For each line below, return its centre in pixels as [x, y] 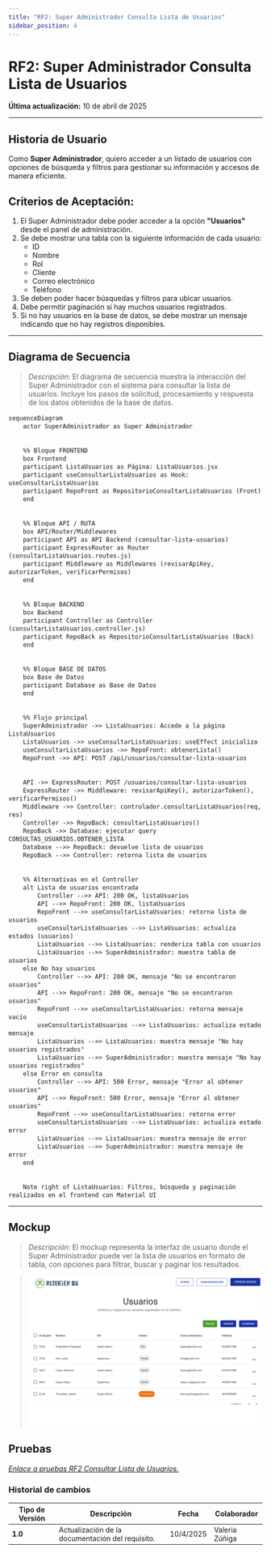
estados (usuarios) [41, 936]
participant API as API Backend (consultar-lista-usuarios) [126, 539]
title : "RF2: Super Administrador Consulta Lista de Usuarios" [117, 17]
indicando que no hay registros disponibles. [93, 325]
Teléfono [47, 290]
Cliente [44, 273]
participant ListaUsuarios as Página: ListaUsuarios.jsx [121, 467]
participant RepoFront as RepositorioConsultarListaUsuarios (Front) [142, 491]
